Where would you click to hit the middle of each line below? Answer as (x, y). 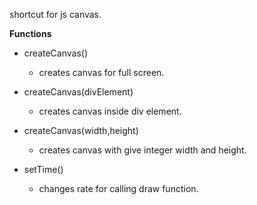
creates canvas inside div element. (110, 111)
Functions (30, 33)
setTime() (43, 169)
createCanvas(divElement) (78, 92)
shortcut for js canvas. (55, 14)
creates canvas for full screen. (101, 72)
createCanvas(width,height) (81, 130)
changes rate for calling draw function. (118, 188)
